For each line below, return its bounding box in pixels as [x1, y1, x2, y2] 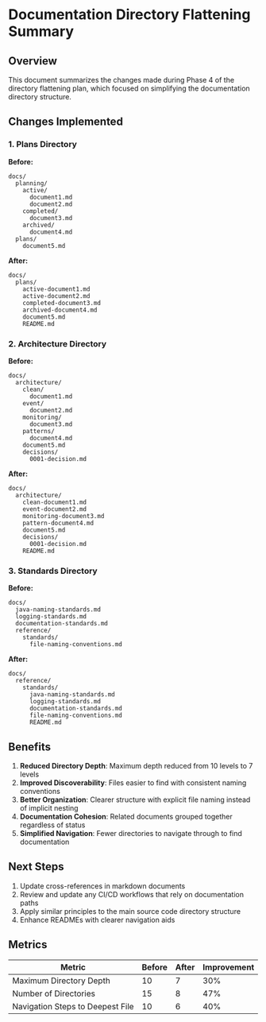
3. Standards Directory [8, 565, 98, 576]
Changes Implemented [8, 115, 123, 129]
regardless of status [19, 820, 86, 830]
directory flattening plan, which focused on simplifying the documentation [8, 83, 250, 93]
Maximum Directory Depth [12, 975, 111, 986]
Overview [8, 54, 58, 68]
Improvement [202, 962, 255, 973]
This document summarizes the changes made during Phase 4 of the [8, 75, 235, 84]
